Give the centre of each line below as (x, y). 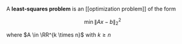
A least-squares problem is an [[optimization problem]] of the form (91, 9)
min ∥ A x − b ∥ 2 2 (103, 22)
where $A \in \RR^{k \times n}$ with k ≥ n (59, 35)
